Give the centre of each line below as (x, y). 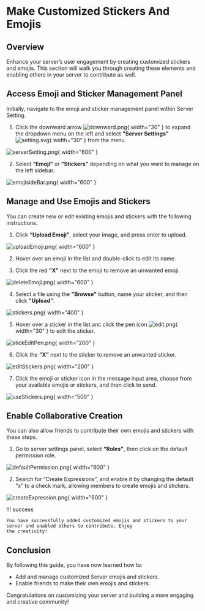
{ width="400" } (64, 312)
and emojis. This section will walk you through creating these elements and (101, 68)
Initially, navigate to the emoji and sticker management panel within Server (100, 108)
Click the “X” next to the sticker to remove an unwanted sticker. (95, 354)
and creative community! (38, 602)
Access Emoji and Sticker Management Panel (94, 94)
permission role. (35, 455)
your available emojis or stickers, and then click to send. (86, 385)
